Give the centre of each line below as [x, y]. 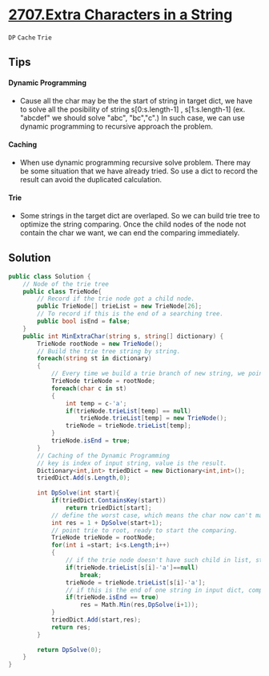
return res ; [71, 627]
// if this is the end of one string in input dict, [155, 590]
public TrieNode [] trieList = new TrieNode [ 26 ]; [120, 307]
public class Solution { [50, 276]
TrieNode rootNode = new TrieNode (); [100, 344]
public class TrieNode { [62, 291]
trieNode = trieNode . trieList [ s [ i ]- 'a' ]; [135, 582]
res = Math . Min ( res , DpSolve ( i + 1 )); [139, 605]
